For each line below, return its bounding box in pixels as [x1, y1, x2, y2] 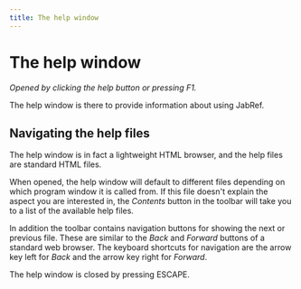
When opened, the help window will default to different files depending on [9, 177, 286, 188]
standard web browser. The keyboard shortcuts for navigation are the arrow [9, 242, 292, 253]
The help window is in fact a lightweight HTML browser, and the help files [9, 150, 283, 161]
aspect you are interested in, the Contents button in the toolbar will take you [9, 196, 292, 207]
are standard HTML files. [9, 159, 102, 170]
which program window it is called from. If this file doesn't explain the [9, 186, 268, 197]
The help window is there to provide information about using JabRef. [9, 99, 265, 110]
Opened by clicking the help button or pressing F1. [9, 82, 197, 93]
